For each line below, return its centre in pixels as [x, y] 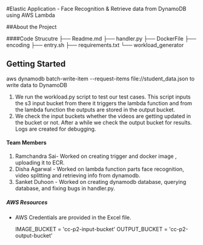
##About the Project [32, 27]
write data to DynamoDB [37, 85]
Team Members [26, 143]
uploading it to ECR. [40, 163]
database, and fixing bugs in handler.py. [65, 188]
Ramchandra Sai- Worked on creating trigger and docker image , [96, 156]
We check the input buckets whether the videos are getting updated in [103, 116]
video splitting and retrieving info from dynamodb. [78, 175]
